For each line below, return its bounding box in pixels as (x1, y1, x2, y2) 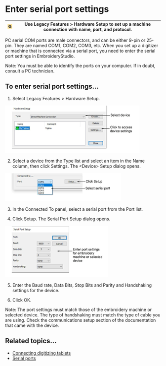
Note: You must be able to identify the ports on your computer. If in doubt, (5, 62, 156, 68)
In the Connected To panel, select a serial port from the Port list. (12, 206, 143, 212)
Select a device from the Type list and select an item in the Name (12, 158, 145, 164)
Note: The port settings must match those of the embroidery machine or (5, 306, 152, 312)
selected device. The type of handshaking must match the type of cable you (5, 311, 161, 318)
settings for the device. (12, 287, 60, 293)
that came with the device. (5, 322, 59, 328)
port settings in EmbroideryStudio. (5, 53, 75, 59)
